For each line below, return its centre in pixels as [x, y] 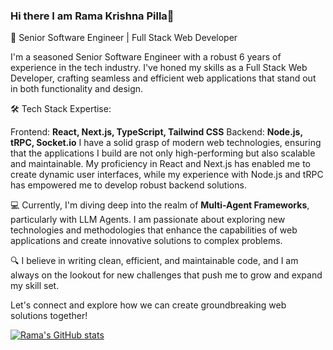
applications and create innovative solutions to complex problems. [146, 241]
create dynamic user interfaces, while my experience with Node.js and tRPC [167, 175]
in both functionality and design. [77, 89]
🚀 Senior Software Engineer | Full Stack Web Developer [124, 38]
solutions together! [49, 316]
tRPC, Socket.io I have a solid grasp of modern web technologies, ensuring [166, 143]
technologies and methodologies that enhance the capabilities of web [154, 230]
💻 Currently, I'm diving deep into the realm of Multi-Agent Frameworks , [160, 205]
